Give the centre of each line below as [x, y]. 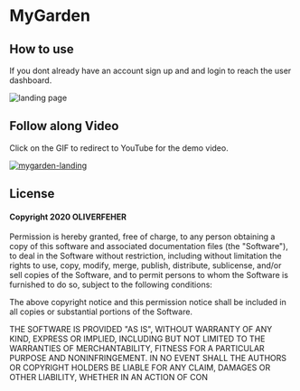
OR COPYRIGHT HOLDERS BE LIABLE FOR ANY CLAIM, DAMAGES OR [140, 368]
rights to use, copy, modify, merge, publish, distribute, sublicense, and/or [145, 265]
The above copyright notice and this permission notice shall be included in [148, 303]
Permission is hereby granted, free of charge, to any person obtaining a [142, 237]
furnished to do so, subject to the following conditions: [111, 284]
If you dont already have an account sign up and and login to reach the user [150, 70]
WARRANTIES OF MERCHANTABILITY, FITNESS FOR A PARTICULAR [137, 349]
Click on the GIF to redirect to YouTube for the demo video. [119, 148]
